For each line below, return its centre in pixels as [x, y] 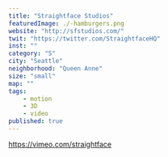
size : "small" [32, 76]
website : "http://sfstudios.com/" [67, 31]
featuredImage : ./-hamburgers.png [67, 23]
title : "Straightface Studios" [61, 16]
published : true [36, 121]
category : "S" [32, 53]
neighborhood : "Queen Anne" [56, 69]
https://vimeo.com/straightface [60, 144]
